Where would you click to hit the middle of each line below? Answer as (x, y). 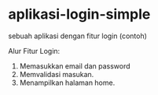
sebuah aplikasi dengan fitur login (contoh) (78, 36)
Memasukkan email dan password (75, 66)
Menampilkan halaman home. (67, 83)
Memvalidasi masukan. (57, 74)
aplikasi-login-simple (79, 14)
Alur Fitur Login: (34, 51)
